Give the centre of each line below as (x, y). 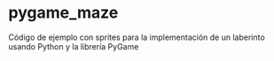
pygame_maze (63, 13)
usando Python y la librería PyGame (74, 46)
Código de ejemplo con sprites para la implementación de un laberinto (137, 37)
